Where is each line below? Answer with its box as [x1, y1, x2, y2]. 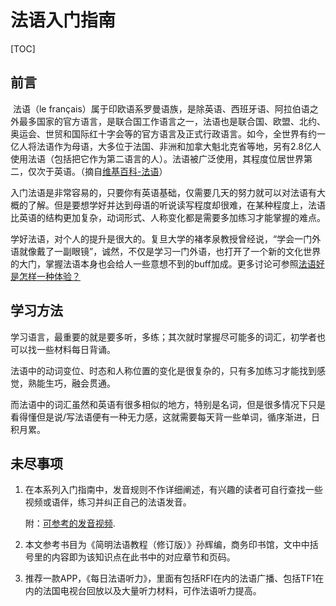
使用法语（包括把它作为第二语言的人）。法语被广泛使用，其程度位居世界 [10, 152, 304, 165]
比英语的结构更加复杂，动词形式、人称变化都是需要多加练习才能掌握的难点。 [10, 211, 326, 223]
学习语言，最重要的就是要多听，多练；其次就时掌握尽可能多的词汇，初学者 [10, 331, 317, 343]
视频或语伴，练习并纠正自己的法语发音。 [24, 496, 192, 508]
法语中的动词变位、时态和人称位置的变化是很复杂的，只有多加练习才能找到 [10, 364, 317, 376]
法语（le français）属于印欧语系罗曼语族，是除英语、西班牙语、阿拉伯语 [12, 102, 310, 115]
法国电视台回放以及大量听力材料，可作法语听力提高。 [42, 585, 262, 597]
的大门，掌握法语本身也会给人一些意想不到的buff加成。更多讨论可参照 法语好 [10, 257, 325, 270]
